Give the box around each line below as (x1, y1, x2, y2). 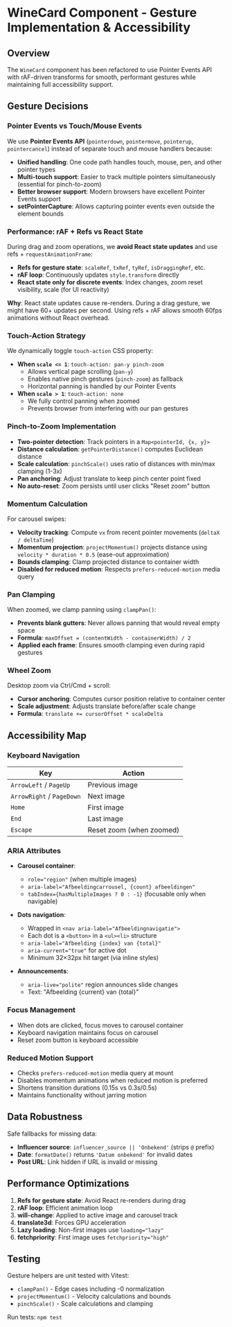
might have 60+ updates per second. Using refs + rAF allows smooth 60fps (7, 306, 222, 314)
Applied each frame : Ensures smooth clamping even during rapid (17, 641, 205, 649)
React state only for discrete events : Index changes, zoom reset (17, 277, 203, 286)
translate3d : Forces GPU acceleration (17, 1218, 126, 1226)
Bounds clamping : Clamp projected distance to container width (17, 557, 199, 566)
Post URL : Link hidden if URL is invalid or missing (17, 1157, 158, 1166)
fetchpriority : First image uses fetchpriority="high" (17, 1233, 170, 1241)
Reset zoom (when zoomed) (87, 825, 180, 835)
